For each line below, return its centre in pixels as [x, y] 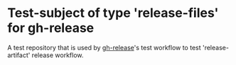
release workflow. [58, 55]
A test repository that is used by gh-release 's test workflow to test [104, 47]
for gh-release [51, 28]
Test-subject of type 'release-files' [113, 13]
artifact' [19, 55]
